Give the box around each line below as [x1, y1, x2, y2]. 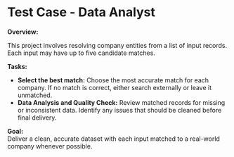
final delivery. [17, 113, 57, 122]
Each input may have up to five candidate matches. [7, 49, 156, 57]
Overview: [7, 27, 39, 36]
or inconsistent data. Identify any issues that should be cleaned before [17, 106, 222, 114]
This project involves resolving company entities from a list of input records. [7, 41, 228, 49]
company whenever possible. [7, 142, 93, 150]
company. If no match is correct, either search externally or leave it [17, 83, 212, 92]
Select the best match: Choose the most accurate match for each [17, 75, 209, 84]
